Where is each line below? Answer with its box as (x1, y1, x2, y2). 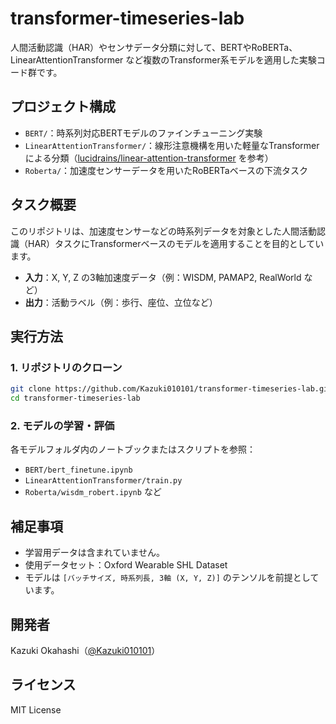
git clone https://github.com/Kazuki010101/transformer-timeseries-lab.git (10, 384, 333, 394)
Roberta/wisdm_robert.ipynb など (24, 486, 162, 498)
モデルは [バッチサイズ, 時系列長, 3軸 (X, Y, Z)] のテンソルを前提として (24, 572, 320, 584)
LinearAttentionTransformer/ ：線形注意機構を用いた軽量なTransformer (24, 139, 320, 151)
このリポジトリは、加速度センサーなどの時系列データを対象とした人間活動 (10, 225, 317, 237)
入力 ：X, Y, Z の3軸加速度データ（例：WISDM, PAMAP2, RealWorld (24, 271, 302, 283)
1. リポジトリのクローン (10, 360, 123, 374)
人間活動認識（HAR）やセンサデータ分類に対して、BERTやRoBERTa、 (10, 41, 298, 53)
